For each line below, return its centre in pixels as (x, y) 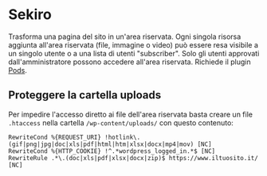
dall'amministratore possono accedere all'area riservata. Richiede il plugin (130, 62)
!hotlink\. (123, 137)
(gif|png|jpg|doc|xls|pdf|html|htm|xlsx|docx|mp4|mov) (101, 144)
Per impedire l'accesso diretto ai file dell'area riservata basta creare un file (131, 114)
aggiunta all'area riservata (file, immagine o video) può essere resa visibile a (133, 44)
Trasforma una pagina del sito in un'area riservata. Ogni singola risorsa (125, 36)
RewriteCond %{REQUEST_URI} (55, 137)
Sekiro (30, 15)
